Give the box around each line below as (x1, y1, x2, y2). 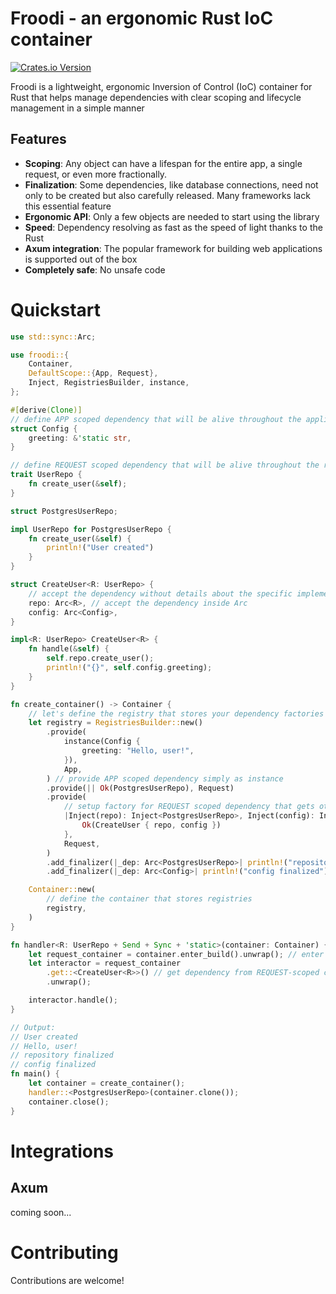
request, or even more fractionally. (24, 168, 168, 180)
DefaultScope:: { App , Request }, (28, 368, 159, 379)
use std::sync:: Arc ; (10, 332, 97, 342)
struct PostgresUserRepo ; (10, 506, 118, 516)
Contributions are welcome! (10, 1274, 125, 1286)
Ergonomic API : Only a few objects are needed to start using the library (24, 210, 320, 222)
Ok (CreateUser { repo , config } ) (81, 820, 222, 831)
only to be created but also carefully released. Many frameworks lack (24, 189, 311, 201)
